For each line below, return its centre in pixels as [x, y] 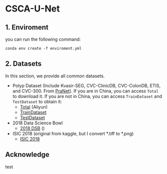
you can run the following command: [43, 39]
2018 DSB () [32, 128]
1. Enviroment [27, 27]
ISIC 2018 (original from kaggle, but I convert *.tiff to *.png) [73, 133]
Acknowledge [27, 155]
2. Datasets [23, 64]
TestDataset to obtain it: [37, 101]
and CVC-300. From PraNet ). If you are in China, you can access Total [86, 91]
